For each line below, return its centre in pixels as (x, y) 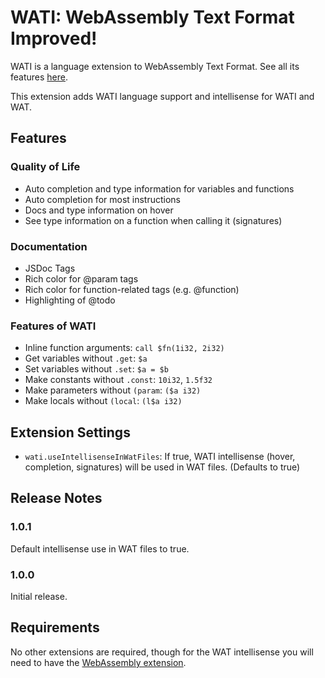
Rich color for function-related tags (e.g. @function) (132, 289)
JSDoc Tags (50, 268)
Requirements (55, 627)
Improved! (54, 38)
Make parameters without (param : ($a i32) (113, 390)
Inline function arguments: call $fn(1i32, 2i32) (124, 348)
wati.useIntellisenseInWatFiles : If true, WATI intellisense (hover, (160, 457)
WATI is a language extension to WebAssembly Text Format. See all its (155, 66)
